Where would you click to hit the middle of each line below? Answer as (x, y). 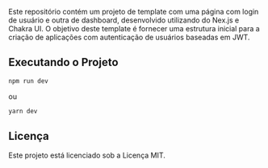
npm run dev (28, 81)
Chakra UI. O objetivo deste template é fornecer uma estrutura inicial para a (134, 29)
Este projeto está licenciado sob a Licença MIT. (87, 155)
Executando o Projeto (63, 62)
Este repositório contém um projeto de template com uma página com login (134, 12)
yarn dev (23, 111)
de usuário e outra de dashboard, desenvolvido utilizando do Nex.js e (124, 20)
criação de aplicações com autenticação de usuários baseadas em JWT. (129, 37)
